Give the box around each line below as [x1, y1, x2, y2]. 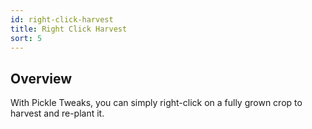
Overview [10, 70, 73, 87]
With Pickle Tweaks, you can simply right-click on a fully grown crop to [10, 97, 303, 109]
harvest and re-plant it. [10, 107, 105, 120]
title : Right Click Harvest [10, 24, 128, 34]
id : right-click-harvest [10, 14, 114, 25]
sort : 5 [10, 33, 43, 43]
